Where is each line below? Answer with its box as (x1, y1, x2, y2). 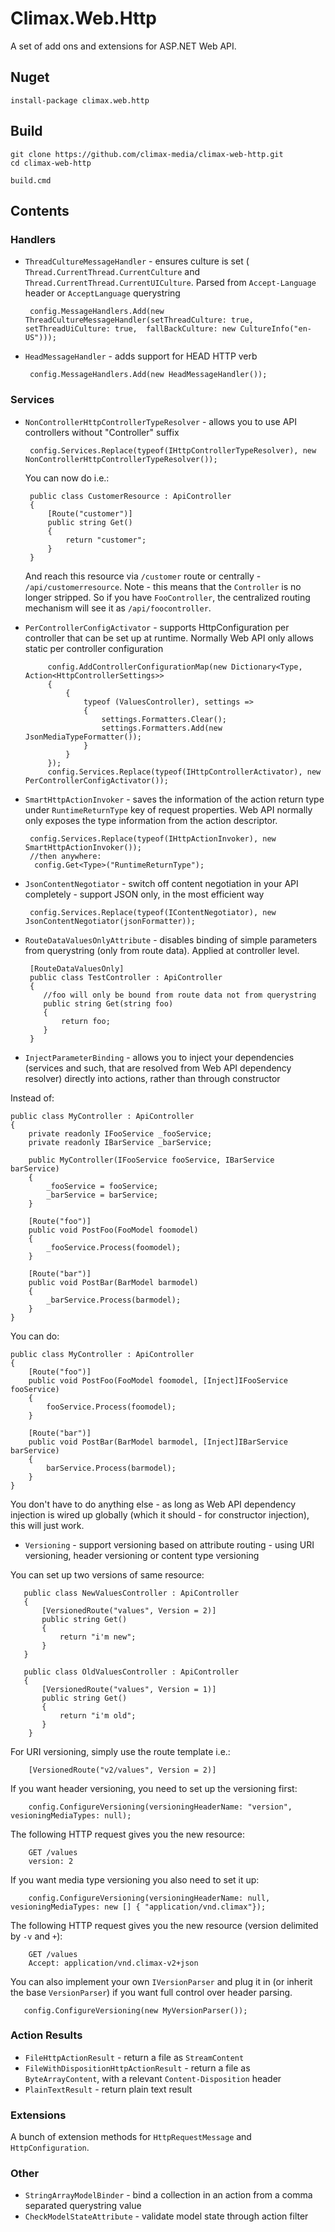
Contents (10, 202, 70, 219)
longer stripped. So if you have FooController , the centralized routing (24, 591, 311, 603)
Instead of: (10, 1092, 55, 1104)
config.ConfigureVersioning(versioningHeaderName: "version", (28, 1802, 293, 1812)
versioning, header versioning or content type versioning (24, 1549, 260, 1561)
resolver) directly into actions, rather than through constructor (24, 1072, 281, 1084)
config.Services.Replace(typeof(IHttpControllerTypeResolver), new (29, 445, 317, 456)
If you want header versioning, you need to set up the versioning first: (10, 1782, 298, 1794)
